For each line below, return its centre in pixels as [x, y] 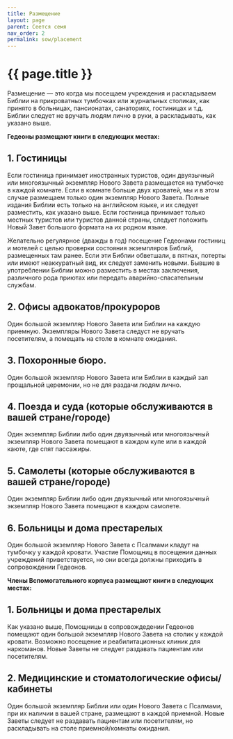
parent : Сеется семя [37, 26]
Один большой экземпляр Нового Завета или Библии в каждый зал [108, 377]
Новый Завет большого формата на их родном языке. [87, 227]
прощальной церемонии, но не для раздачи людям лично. [94, 385]
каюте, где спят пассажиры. [49, 449]
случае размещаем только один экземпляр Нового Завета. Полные [108, 197]
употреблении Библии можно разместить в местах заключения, [103, 270]
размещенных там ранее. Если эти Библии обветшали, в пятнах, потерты [116, 255]
